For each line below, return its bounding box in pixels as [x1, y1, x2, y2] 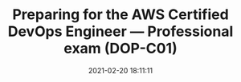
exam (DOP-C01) [63, 40, 178, 57]
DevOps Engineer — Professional [7, 22, 234, 41]
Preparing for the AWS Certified [12, 6, 229, 24]
